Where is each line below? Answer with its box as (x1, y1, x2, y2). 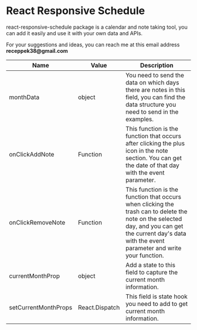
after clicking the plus (125, 139, 185, 147)
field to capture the (125, 268, 178, 276)
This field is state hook (125, 292, 188, 300)
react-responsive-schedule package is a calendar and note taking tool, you (6, 23, 188, 30)
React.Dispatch (78, 303, 120, 311)
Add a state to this (125, 261, 176, 269)
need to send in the (125, 107, 179, 115)
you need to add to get (125, 300, 188, 308)
